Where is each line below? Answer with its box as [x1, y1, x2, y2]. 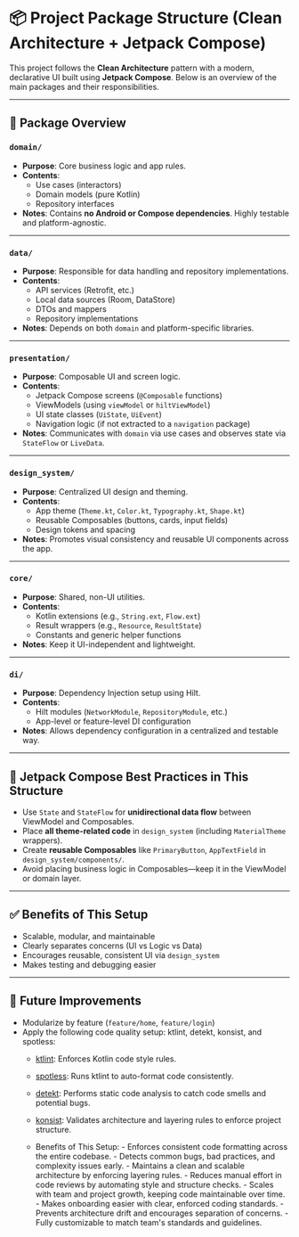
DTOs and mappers [35, 303, 107, 314]
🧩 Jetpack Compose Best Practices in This [9, 769, 249, 784]
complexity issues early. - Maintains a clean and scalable [35, 1160, 246, 1171]
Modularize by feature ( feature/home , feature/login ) [21, 1017, 215, 1028]
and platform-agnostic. [21, 217, 107, 228]
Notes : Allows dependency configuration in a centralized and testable [21, 725, 279, 736]
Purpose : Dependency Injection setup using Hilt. [21, 688, 201, 699]
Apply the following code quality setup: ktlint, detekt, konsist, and [21, 1027, 263, 1037]
